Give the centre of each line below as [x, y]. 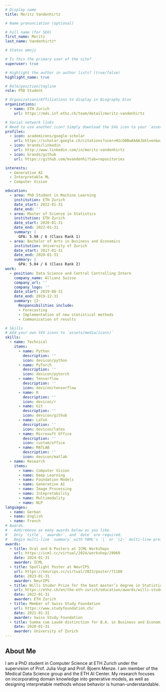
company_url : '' [31, 283]
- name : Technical [29, 342]
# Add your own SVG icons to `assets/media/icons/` [59, 333]
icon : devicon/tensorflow [50, 388]
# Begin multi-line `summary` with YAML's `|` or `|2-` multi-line [78, 539]
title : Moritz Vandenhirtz [33, 14]
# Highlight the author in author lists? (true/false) [63, 73]
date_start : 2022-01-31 [39, 204]
